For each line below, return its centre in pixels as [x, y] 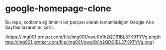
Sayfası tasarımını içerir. [30, 27]
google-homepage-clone [58, 9]
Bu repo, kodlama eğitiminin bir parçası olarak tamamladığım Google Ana [80, 22]
